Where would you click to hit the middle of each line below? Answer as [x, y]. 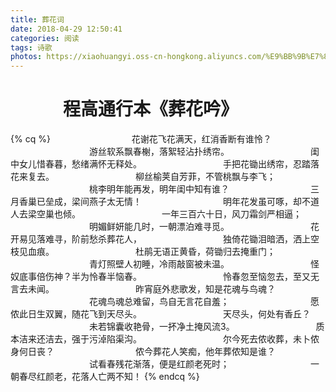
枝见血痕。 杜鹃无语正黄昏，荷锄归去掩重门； [143, 252]
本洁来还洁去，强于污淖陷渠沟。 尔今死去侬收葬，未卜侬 [165, 339]
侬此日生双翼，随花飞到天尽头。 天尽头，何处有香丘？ [160, 314]
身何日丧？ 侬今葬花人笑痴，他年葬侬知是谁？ [143, 352]
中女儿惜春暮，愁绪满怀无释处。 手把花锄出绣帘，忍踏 [160, 164]
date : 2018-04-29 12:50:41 [66, 29]
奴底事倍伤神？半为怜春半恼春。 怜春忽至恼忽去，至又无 [165, 277]
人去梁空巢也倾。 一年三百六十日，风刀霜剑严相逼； [156, 214]
